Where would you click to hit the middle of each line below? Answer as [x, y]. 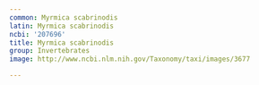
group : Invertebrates [50, 51]
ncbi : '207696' [38, 34]
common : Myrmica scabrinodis [64, 17]
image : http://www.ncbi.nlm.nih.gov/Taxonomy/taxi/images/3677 [130, 59]
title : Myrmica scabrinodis [62, 42]
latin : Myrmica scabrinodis [62, 26]
